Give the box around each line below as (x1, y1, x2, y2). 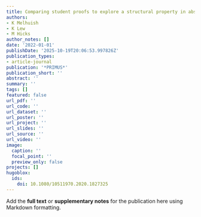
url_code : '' (6, 103, 39, 109)
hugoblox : (6, 170, 31, 176)
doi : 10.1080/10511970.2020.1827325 (17, 181, 109, 187)
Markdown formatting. (6, 204, 61, 211)
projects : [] (6, 164, 39, 170)
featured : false (6, 92, 47, 98)
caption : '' (11, 148, 42, 154)
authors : (6, 14, 28, 20)
